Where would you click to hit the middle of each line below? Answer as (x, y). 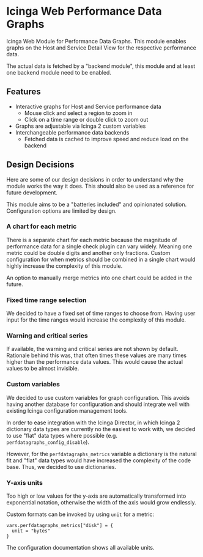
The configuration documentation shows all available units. (80, 548)
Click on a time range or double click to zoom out (86, 119)
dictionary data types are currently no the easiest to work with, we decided (101, 429)
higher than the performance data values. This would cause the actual (95, 362)
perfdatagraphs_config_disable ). (48, 442)
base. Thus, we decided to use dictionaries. (61, 467)
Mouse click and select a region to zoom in (78, 113)
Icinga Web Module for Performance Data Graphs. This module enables (96, 41)
